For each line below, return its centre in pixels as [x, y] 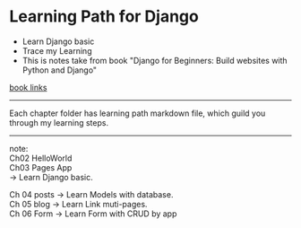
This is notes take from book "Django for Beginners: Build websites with [155, 60]
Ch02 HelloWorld [41, 158]
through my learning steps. [59, 122]
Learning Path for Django [104, 17]
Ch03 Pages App [41, 167]
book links [28, 87]
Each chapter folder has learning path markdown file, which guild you [138, 113]
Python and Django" [59, 70]
